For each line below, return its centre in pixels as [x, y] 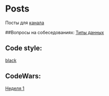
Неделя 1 [15, 88]
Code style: [24, 48]
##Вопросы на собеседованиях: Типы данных [55, 32]
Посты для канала [25, 23]
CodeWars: [23, 76]
